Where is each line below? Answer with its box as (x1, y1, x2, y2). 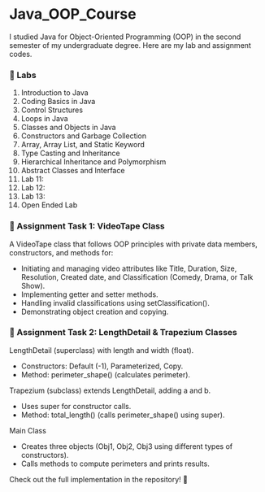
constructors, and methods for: (9, 247, 114, 257)
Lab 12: (20, 183, 46, 193)
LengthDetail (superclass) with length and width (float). (9, 345, 194, 355)
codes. (9, 49, 33, 59)
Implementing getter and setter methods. (20, 290, 159, 299)
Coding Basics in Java (20, 97, 96, 107)
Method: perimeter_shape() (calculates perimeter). (20, 369, 190, 379)
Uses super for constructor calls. (20, 401, 132, 411)
